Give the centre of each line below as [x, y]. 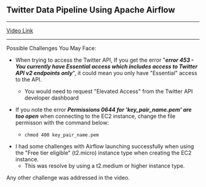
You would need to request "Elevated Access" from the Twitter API [109, 91]
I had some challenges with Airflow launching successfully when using [105, 146]
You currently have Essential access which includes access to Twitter [106, 66]
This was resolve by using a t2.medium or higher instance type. [105, 166]
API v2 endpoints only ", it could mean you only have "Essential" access [106, 73]
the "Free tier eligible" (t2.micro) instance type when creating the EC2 [103, 153]
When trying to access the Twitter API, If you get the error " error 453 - [105, 60]
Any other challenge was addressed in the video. [68, 177]
